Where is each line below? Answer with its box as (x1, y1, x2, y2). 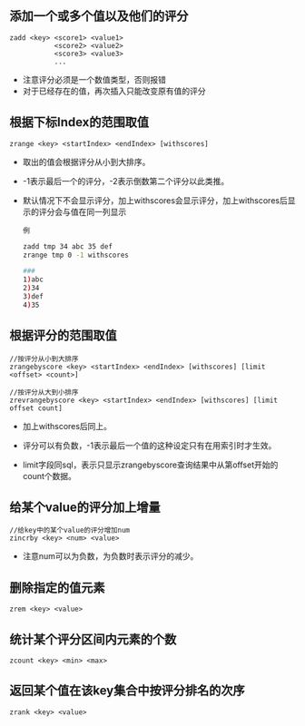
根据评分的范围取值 (9, 328, 117, 343)
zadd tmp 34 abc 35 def (22, 241, 113, 251)
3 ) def (22, 292, 44, 301)
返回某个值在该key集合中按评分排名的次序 (9, 683, 245, 699)
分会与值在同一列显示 (46, 206, 127, 217)
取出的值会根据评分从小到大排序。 (22, 156, 151, 167)
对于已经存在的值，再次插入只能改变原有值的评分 (22, 85, 206, 96)
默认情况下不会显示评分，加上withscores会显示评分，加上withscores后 (22, 194, 288, 206)
